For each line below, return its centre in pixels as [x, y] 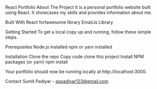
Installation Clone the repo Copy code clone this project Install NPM [75, 56]
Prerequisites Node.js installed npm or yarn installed [59, 47]
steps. [11, 37]
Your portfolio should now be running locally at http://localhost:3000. [76, 71]
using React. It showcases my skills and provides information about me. [78, 12]
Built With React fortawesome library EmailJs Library [59, 22]
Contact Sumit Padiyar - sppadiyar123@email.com [57, 81]
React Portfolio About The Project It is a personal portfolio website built [78, 7]
